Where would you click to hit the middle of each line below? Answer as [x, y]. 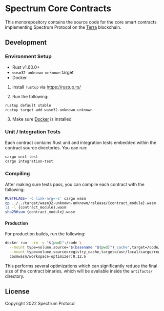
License [17, 292]
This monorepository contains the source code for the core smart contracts [81, 22]
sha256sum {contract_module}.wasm [40, 212]
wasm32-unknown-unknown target [43, 72]
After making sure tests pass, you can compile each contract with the [75, 184]
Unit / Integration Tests [33, 132]
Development [26, 43]
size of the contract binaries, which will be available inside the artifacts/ [79, 271]
